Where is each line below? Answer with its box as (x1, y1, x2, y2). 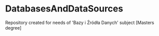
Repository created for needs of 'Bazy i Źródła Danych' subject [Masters (5, 19, 154, 25)
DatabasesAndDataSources (5, 3, 123, 14)
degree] (5, 24, 21, 30)
